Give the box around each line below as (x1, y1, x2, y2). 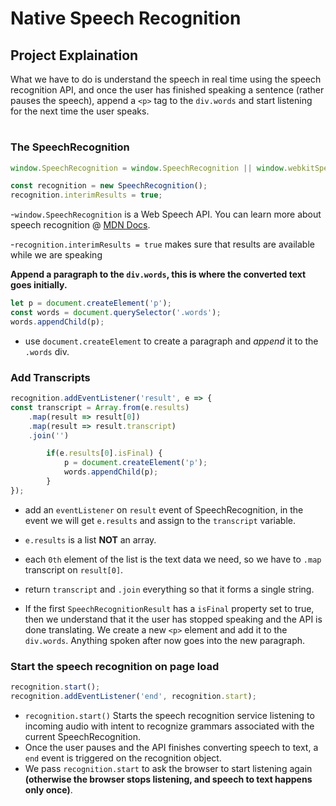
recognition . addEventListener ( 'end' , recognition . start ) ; (10, 692, 257, 702)
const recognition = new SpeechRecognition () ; (10, 181, 208, 191)
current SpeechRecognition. (24, 730, 141, 742)
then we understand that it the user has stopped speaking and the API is (24, 613, 323, 625)
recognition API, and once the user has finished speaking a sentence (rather (10, 84, 325, 96)
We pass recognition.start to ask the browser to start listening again (24, 762, 313, 774)
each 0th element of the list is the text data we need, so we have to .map (24, 553, 322, 565)
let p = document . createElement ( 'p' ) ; (10, 298, 172, 309)
